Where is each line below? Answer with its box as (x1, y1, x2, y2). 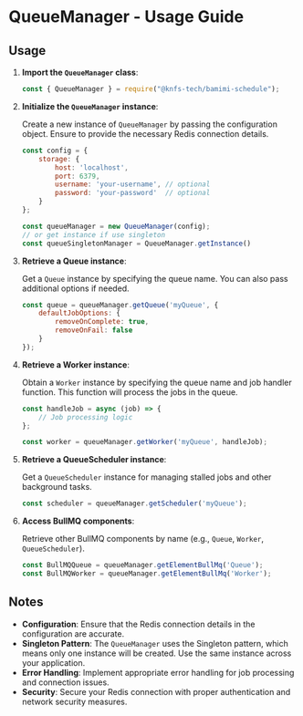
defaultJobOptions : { (38, 308, 120, 318)
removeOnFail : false (55, 326, 133, 335)
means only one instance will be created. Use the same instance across (21, 648, 292, 659)
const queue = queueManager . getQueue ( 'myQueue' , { (21, 300, 219, 309)
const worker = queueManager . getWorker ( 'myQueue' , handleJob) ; (21, 438, 268, 447)
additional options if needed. (21, 283, 130, 294)
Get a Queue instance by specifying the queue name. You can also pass (21, 273, 288, 284)
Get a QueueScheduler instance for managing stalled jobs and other (21, 472, 272, 483)
